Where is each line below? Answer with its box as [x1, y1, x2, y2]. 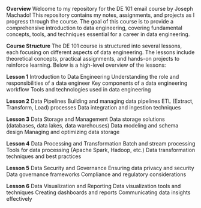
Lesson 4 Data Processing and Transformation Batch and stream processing [6, 140, 196, 147]
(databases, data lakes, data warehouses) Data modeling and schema [6, 122, 179, 129]
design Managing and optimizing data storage [6, 129, 120, 135]
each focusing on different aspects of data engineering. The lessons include [6, 49, 195, 56]
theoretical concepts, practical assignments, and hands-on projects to [6, 55, 180, 62]
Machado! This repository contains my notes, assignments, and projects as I [6, 11, 195, 19]
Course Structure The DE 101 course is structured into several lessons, [6, 42, 182, 49]
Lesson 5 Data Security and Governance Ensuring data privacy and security [6, 165, 194, 171]
